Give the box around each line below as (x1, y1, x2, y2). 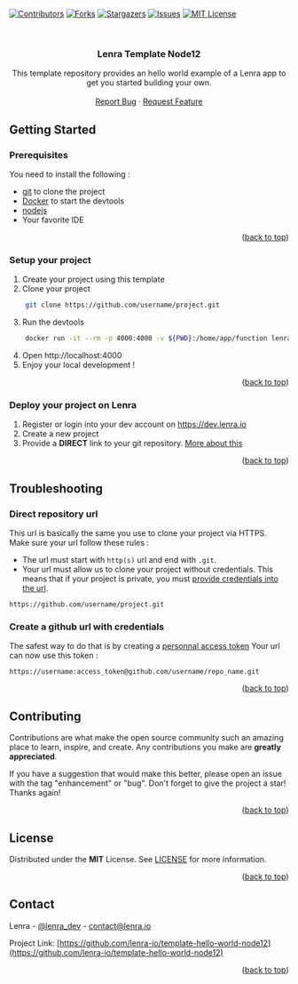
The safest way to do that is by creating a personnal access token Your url (9, 641, 281, 652)
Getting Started (9, 122, 97, 137)
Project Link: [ (9, 938, 60, 948)
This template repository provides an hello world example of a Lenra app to (12, 68, 286, 79)
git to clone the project (21, 186, 106, 196)
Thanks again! (9, 788, 61, 798)
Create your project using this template (21, 274, 166, 284)
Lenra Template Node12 (97, 47, 201, 60)
